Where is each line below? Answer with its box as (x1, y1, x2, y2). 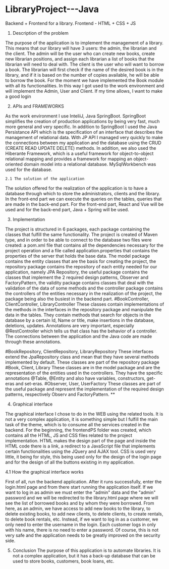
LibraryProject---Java (5, 4, 99, 15)
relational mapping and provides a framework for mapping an (5, 155, 133, 162)
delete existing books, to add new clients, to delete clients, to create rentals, (5, 510, 163, 517)
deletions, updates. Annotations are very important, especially (5, 322, 135, 328)
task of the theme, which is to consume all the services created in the (5, 421, 150, 427)
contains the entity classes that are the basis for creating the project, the (5, 258, 156, 264)
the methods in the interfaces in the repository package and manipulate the (5, 306, 162, 312)
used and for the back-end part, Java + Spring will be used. (5, 206, 130, 212)
